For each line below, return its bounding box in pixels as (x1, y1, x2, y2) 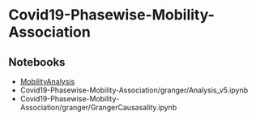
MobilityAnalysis (19, 77, 75, 86)
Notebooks (8, 55, 66, 69)
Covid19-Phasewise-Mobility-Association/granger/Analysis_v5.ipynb (19, 85, 249, 95)
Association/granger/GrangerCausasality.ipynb (19, 103, 177, 112)
